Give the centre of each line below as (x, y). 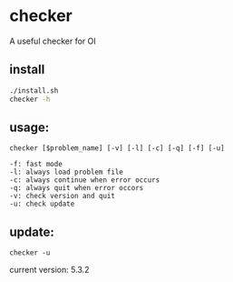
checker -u (30, 253)
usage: (29, 127)
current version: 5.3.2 (49, 270)
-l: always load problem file (67, 172)
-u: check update (42, 204)
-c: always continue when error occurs (85, 180)
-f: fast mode (36, 165)
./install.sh (34, 91)
